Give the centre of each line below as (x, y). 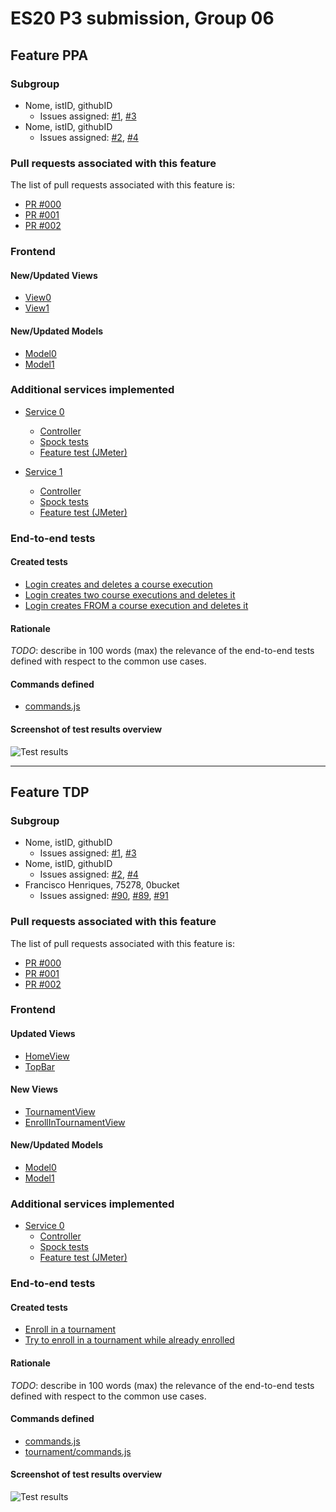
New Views (34, 1089)
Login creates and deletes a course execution (118, 584)
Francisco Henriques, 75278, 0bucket (102, 885)
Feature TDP (50, 792)
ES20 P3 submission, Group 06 (142, 18)
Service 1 (43, 471)
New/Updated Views (54, 275)
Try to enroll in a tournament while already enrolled (129, 1340)
